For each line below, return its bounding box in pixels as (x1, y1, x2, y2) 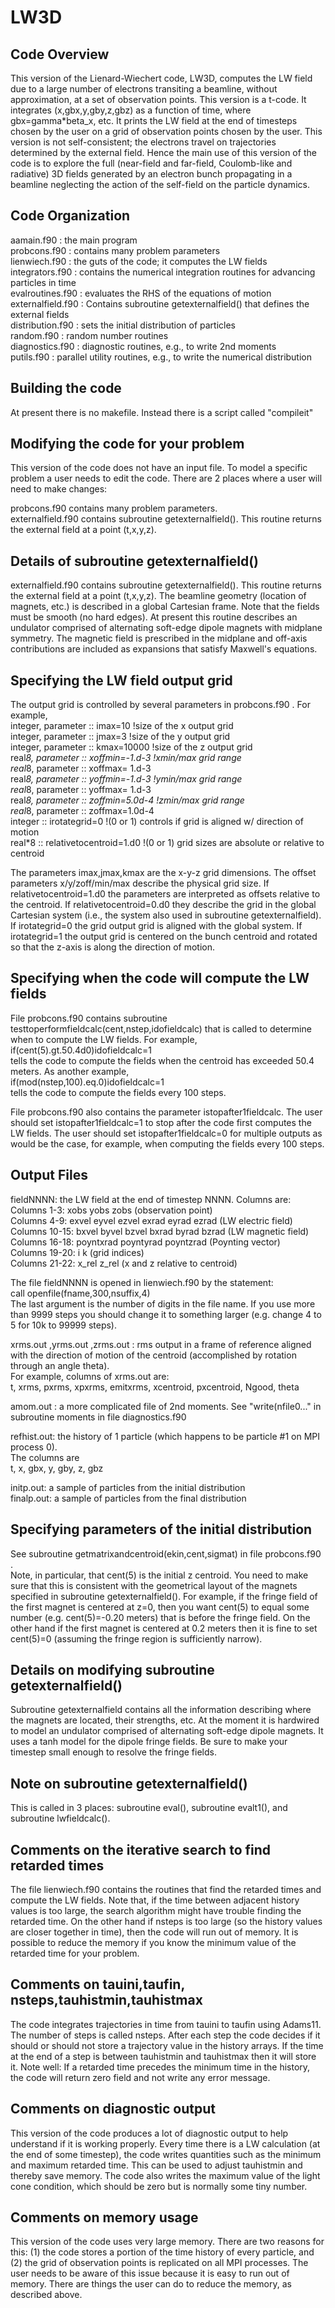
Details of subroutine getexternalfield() (10, 552, 259, 570)
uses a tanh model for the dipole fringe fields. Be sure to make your (10, 1736, 288, 1748)
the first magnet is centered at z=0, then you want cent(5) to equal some (10, 1601, 310, 1613)
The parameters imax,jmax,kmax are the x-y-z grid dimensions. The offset (10, 867, 317, 879)
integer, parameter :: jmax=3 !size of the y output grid (10, 731, 231, 743)
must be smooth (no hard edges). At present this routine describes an (10, 611, 298, 623)
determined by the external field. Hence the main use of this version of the (10, 147, 317, 158)
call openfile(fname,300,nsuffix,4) (10, 1287, 151, 1299)
